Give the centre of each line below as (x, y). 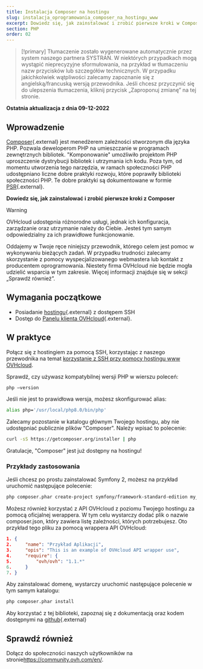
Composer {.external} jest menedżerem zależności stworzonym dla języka (98, 141)
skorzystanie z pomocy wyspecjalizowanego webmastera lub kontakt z (95, 259)
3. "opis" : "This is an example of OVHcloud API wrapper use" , (93, 551)
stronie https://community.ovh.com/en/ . (55, 660)
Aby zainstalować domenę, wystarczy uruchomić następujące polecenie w (99, 584)
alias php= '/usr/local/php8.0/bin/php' (56, 410)
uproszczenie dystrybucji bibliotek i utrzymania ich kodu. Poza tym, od (94, 161)
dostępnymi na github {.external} (47, 619)
